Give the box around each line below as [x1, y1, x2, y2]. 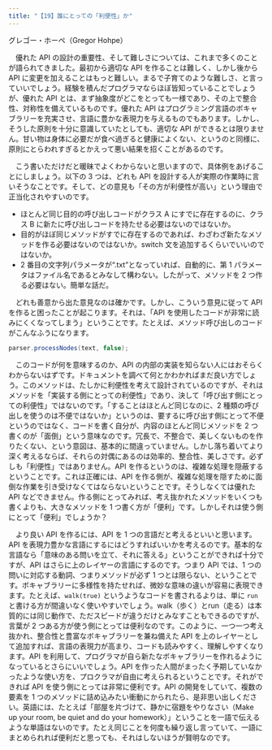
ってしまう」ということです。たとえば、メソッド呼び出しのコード [43, 318, 264, 327]
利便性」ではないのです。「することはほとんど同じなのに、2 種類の [22, 400, 245, 410]
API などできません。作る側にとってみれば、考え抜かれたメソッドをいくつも [8, 492, 263, 501]
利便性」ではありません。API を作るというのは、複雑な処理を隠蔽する [29, 461, 264, 471]
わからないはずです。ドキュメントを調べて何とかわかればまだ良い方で [8, 370, 243, 379]
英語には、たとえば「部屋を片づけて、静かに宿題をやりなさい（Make [22, 702, 254, 712]
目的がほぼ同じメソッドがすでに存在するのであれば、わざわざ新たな [19, 229, 248, 239]
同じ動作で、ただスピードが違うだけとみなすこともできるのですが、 [36, 610, 264, 620]
